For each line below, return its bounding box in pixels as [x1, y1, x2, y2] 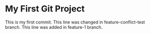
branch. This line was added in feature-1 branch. [5, 24, 103, 30]
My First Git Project [5, 3, 85, 14]
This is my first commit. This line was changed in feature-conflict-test [5, 19, 145, 25]
